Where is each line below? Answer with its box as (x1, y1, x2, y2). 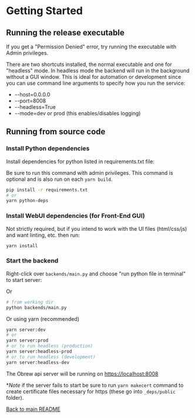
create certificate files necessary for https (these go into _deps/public (6, 387, 176, 395)
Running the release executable (6, 28, 125, 38)
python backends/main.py (6, 304, 67, 310)
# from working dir (6, 299, 54, 305)
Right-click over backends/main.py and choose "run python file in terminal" (6, 270, 186, 277)
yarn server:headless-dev (6, 359, 69, 366)
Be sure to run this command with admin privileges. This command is (6, 169, 173, 176)
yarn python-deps (6, 198, 49, 204)
